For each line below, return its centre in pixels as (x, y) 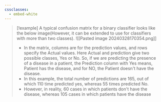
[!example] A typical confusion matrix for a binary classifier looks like (86, 28)
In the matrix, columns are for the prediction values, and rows (85, 48)
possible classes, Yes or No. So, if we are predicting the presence (90, 58)
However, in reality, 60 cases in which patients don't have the (85, 89)
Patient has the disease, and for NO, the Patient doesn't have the (89, 68)
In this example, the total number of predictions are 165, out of (86, 79)
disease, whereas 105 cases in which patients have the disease (88, 94)
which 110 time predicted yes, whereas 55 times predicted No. (86, 84)
